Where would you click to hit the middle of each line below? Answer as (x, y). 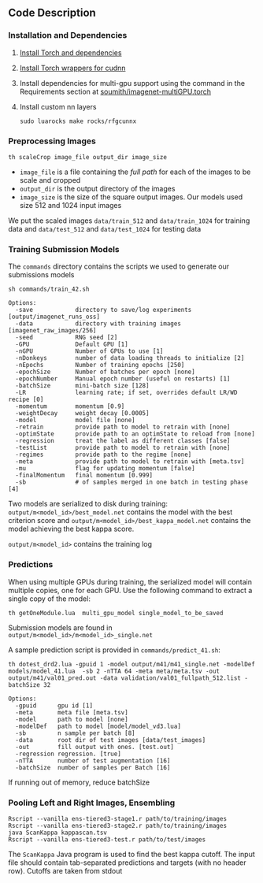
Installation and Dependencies (68, 35)
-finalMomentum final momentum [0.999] (84, 476)
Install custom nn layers (58, 106)
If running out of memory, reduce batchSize (79, 782)
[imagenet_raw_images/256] (52, 331)
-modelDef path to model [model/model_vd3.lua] (98, 726)
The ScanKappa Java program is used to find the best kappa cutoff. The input (131, 854)
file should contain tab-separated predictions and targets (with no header (127, 863)
